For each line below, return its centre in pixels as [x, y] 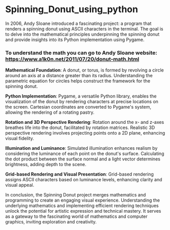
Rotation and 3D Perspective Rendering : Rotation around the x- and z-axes [85, 122]
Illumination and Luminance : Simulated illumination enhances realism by [81, 148]
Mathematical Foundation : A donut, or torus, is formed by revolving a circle [84, 70]
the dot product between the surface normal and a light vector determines [83, 159]
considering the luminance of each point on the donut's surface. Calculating [85, 154]
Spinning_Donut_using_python [72, 9]
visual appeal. [20, 185]
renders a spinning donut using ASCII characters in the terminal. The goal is [84, 28]
